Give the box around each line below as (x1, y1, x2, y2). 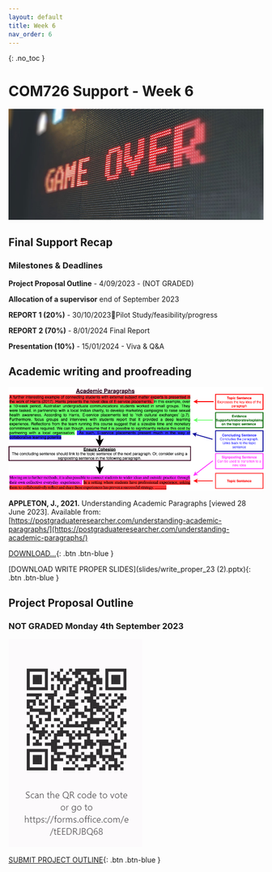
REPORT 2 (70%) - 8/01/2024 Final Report (8, 325, 151, 336)
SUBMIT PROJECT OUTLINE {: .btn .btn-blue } (8, 855, 161, 865)
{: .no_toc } (8, 53, 45, 63)
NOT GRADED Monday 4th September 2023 (8, 621, 184, 632)
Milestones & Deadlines (8, 260, 104, 271)
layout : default (8, 13, 63, 21)
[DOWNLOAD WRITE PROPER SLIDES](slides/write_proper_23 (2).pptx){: (8, 564, 251, 574)
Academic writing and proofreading (8, 365, 192, 378)
